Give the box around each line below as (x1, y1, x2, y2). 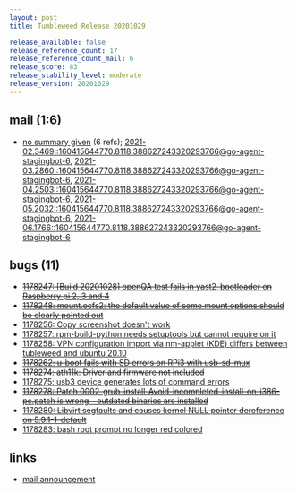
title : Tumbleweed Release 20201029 (9, 22, 146, 30)
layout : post (9, 13, 58, 22)
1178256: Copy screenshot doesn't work (21, 319, 171, 330)
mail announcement (21, 474, 96, 485)
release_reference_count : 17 (9, 46, 118, 55)
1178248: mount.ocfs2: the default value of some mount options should (21, 300, 284, 311)
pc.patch (21, 395, 55, 406)
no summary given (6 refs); (21, 136, 123, 147)
